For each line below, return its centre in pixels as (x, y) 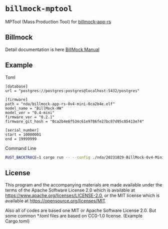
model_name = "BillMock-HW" (34, 108)
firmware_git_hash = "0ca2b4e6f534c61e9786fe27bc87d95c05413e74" (74, 121)
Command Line (21, 148)
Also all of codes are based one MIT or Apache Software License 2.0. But (81, 210)
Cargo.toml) (17, 221)
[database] (16, 86)
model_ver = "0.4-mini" (30, 112)
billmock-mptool (39, 9)
